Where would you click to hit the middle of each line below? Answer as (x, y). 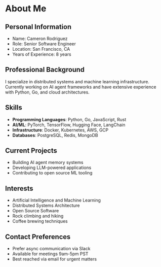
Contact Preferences (38, 237)
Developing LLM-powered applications (52, 167)
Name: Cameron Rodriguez (40, 38)
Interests (19, 188)
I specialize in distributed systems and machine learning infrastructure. (77, 81)
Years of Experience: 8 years (42, 54)
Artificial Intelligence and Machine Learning (57, 200)
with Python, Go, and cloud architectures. (47, 92)
